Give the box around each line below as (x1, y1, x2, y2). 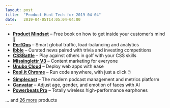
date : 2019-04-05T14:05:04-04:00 (5, 17, 81, 22)
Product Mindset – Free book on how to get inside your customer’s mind (12, 31, 165, 37)
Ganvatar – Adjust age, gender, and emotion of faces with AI (12, 82, 140, 88)
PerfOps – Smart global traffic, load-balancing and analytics (12, 42, 139, 48)
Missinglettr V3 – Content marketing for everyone (12, 58, 118, 64)
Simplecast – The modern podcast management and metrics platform (12, 76, 159, 83)
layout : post (5, 7, 33, 13)
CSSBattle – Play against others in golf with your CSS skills (12, 52, 136, 59)
